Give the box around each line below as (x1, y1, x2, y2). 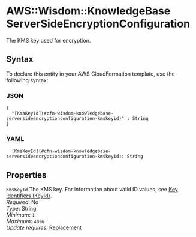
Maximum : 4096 (6, 218, 45, 225)
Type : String (6, 205, 37, 212)
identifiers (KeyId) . (6, 192, 52, 199)
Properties (6, 170, 47, 180)
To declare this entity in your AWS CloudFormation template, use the (6, 70, 175, 77)
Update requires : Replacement (6, 224, 82, 232)
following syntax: (6, 76, 49, 83)
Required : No (6, 199, 39, 206)
